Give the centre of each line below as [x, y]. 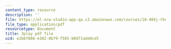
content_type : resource [31, 10]
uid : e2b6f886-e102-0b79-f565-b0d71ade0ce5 [52, 39]
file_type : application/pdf [35, 24]
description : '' [22, 15]
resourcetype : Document [31, 29]
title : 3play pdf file [29, 34]
